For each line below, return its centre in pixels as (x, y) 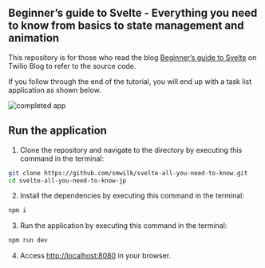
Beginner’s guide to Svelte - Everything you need (133, 13)
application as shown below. (55, 90)
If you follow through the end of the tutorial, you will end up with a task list (130, 81)
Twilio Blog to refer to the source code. (72, 66)
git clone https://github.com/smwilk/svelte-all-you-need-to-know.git (128, 173)
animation (34, 38)
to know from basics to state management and (126, 26)
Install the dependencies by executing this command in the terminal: (132, 196)
